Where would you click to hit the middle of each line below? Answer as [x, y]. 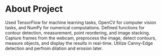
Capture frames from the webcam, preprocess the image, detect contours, [81, 38]
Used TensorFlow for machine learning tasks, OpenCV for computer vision [81, 22]
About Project [34, 9]
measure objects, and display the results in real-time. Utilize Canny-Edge [79, 43]
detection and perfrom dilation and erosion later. [54, 48]
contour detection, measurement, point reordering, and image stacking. [78, 33]
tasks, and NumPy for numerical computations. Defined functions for [75, 27]
